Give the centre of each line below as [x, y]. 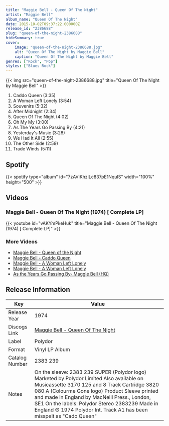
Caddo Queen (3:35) [34, 96]
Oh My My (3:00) [31, 122]
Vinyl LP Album [52, 349]
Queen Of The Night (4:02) [41, 117]
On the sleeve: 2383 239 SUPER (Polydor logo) [91, 372]
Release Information [38, 290]
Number [18, 364]
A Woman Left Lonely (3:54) [42, 101]
